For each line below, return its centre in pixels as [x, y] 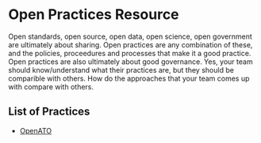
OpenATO [36, 130]
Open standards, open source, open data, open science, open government [130, 36]
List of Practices [49, 112]
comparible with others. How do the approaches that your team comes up [129, 78]
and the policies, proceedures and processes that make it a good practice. [130, 53]
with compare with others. [51, 87]
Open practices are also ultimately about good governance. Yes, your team [130, 62]
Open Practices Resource [94, 15]
